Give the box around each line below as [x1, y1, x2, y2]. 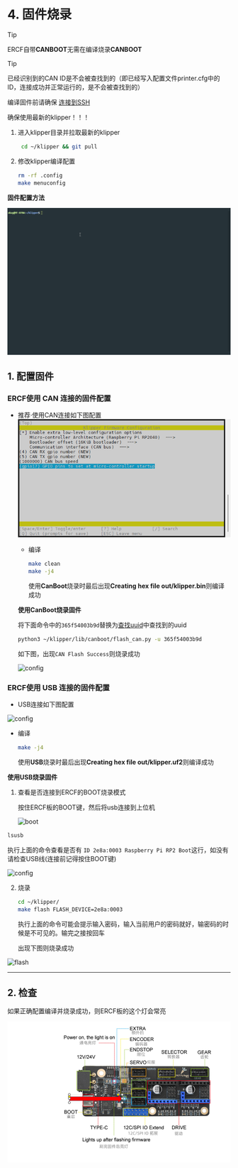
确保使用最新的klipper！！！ [7, 113, 90, 121]
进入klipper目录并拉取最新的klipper [17, 128, 120, 136]
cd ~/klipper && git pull [21, 143, 98, 150]
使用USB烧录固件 [7, 773, 58, 782]
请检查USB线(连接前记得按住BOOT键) [7, 854, 117, 863]
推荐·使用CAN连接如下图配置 [17, 411, 101, 420]
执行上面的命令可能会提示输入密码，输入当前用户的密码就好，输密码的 [17, 919, 223, 928]
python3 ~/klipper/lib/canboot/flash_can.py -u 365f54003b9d [17, 635, 203, 643]
